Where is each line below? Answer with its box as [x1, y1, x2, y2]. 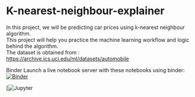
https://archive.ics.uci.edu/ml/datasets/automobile [6, 55, 129, 62]
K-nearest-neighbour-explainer [6, 4, 165, 18]
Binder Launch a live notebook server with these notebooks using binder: [6, 66, 185, 73]
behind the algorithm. [6, 43, 59, 50]
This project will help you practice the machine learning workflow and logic [6, 36, 190, 43]
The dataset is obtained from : [6, 48, 80, 56]
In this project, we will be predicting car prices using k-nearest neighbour [6, 24, 185, 31]
